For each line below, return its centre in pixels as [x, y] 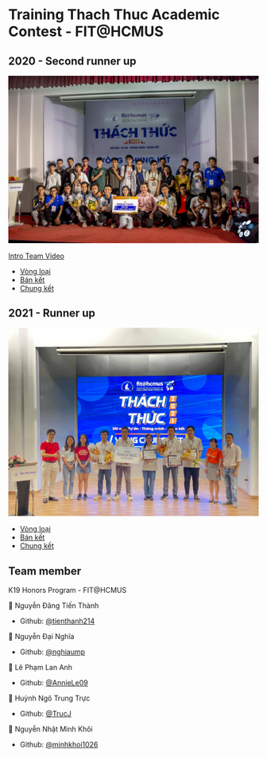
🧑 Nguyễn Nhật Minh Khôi [50, 729]
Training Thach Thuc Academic [114, 15]
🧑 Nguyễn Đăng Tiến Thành [54, 606]
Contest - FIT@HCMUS [86, 31]
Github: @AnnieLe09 [54, 683]
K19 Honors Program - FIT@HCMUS [68, 590]
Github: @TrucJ [45, 714]
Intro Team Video [37, 256]
